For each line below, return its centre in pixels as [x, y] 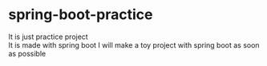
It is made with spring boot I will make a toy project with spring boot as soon [134, 45]
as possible [27, 53]
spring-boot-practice [81, 15]
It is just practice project [48, 37]
